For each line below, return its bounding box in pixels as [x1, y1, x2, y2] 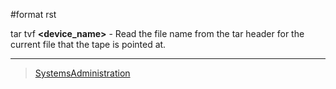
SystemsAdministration [34, 67, 131, 79]
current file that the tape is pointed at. [10, 39, 167, 50]
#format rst [10, 9, 57, 20]
